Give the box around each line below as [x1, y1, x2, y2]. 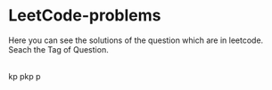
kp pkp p [8, 70, 41, 81]
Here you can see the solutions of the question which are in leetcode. [8, 35, 264, 45]
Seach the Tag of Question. [8, 44, 109, 54]
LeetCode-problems [8, 5, 161, 26]
